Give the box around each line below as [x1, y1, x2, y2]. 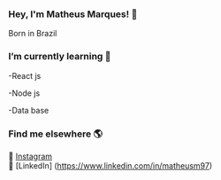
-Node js [8, 88, 41, 98]
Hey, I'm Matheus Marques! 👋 [8, 8, 138, 20]
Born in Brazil [8, 28, 57, 39]
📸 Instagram [8, 151, 53, 161]
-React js [8, 70, 42, 81]
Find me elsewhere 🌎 [8, 128, 103, 140]
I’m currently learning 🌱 [8, 51, 111, 63]
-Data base [8, 105, 50, 115]
